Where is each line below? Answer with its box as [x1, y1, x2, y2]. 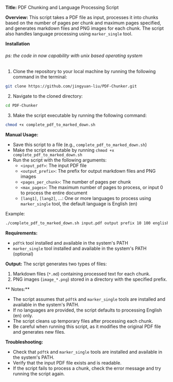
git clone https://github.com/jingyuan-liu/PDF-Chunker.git [5, 84, 137, 89]
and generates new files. [12, 329, 65, 335]
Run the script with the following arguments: [12, 157, 107, 163]
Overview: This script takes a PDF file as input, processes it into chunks [5, 14, 159, 20]
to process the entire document [20, 190, 88, 196]
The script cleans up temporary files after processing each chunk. [12, 318, 153, 324]
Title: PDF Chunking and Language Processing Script [5, 5, 119, 10]
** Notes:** [5, 286, 30, 292]
